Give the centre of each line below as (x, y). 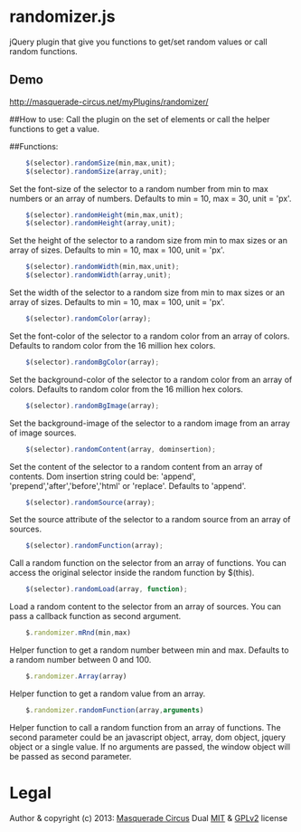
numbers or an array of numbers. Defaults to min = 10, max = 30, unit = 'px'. (150, 198)
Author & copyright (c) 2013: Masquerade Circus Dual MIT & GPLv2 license (148, 818)
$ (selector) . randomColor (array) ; (89, 319)
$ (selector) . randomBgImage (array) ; (93, 406)
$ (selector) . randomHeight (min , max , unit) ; (104, 215)
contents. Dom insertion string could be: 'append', (103, 476)
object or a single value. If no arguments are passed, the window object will (150, 746)
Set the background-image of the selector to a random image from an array (150, 423)
